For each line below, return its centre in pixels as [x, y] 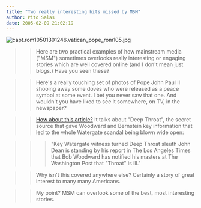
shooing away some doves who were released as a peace [107, 89]
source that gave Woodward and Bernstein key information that [114, 126]
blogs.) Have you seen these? [73, 71]
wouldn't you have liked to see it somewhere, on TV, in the [108, 102]
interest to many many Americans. [78, 182]
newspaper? [51, 108]
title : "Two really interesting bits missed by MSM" [73, 12]
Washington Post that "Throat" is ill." [96, 164]
